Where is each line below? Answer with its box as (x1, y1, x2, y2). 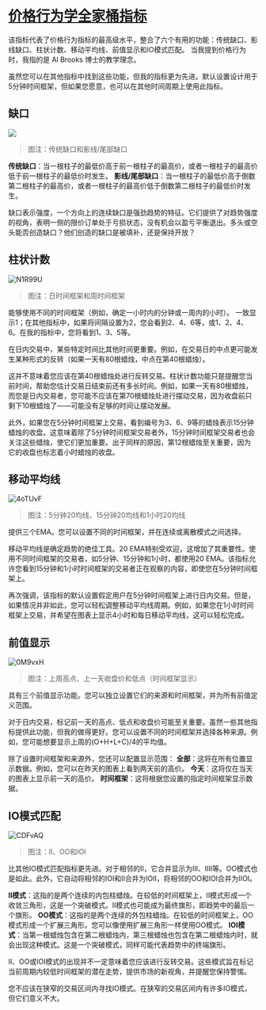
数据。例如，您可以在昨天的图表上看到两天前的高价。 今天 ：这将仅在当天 (14, 764, 253, 773)
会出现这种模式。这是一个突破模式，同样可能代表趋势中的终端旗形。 (8, 940, 230, 949)
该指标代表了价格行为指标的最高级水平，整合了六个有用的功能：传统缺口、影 (8, 35, 258, 44)
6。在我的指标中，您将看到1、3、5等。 (8, 327, 135, 337)
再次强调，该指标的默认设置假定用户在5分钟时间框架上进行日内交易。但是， (8, 591, 256, 600)
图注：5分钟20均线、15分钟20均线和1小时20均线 (27, 510, 186, 520)
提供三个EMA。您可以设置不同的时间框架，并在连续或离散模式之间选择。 (8, 528, 245, 537)
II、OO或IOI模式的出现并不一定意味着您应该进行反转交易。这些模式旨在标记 (8, 957, 254, 966)
